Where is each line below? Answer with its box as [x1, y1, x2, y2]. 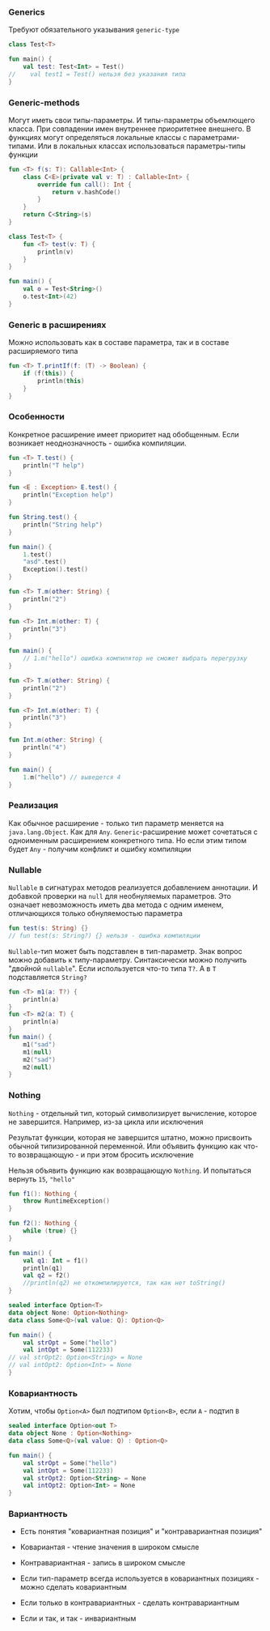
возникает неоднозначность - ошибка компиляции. [8, 438, 188, 448]
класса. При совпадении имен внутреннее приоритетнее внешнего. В [8, 124, 251, 134]
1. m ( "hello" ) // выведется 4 [23, 773, 121, 781]
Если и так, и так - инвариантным [19, 1614, 137, 1624]
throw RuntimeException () [23, 1197, 111, 1205]
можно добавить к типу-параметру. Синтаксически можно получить [8, 955, 247, 965]
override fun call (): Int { [37, 181, 132, 189]
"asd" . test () [23, 558, 67, 566]
